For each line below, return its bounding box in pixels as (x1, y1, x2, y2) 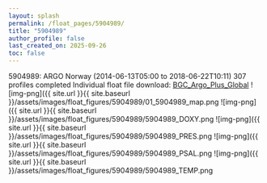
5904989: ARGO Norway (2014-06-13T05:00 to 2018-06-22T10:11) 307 (8, 72, 247, 81)
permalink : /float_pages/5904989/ (8, 19, 125, 27)
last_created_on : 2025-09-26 (8, 42, 107, 50)
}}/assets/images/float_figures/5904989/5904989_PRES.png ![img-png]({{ (8, 131, 259, 141)
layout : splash (8, 11, 60, 20)
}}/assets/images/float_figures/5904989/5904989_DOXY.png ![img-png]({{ (8, 114, 261, 123)
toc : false (8, 49, 45, 57)
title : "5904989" (8, 27, 67, 35)
